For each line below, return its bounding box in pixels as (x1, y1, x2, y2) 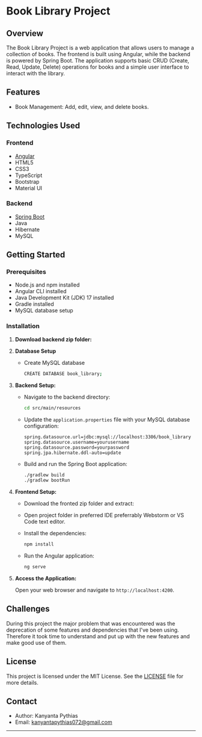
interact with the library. (6, 70, 65, 76)
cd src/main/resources (23, 405, 81, 411)
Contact (6, 697, 37, 707)
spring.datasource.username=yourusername (23, 439, 129, 445)
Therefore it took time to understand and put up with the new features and (6, 632, 191, 639)
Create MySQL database (23, 359, 85, 366)
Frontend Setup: (14, 488, 57, 496)
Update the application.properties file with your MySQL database (23, 415, 191, 423)
